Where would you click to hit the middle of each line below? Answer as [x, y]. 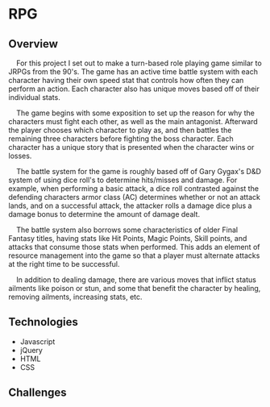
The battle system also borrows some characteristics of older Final [127, 230]
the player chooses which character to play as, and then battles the [120, 130]
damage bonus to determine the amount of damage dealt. [104, 214]
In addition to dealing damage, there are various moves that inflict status [136, 280]
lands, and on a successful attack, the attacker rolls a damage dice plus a [130, 206]
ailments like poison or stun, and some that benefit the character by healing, [135, 288]
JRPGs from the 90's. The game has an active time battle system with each [133, 72]
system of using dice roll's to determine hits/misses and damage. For [123, 180]
